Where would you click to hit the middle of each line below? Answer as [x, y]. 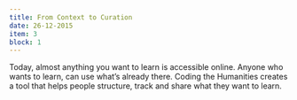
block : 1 [25, 42]
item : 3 [23, 34]
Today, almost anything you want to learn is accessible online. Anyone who [146, 67]
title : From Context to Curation [71, 17]
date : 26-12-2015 [41, 26]
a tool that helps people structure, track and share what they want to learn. [145, 86]
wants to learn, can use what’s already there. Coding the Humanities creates [148, 77]
